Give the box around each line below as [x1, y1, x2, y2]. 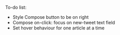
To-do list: [5, 5, 27, 10]
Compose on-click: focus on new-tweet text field [12, 20, 115, 25]
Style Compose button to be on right [12, 14, 89, 20]
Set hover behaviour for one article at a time [12, 25, 105, 31]
